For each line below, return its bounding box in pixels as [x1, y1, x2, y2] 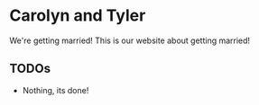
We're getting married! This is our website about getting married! [9, 35, 251, 46]
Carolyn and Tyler [9, 5, 146, 26]
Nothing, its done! [22, 84, 89, 95]
